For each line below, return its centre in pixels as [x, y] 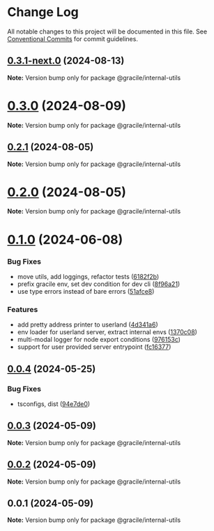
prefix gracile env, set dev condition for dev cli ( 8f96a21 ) [99, 284]
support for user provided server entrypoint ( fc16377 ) [94, 347]
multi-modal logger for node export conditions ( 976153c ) [99, 340]
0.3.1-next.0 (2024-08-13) [66, 61]
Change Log [43, 12]
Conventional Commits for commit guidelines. [72, 38]
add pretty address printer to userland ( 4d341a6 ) [87, 324]
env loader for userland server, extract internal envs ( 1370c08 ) [107, 332]
